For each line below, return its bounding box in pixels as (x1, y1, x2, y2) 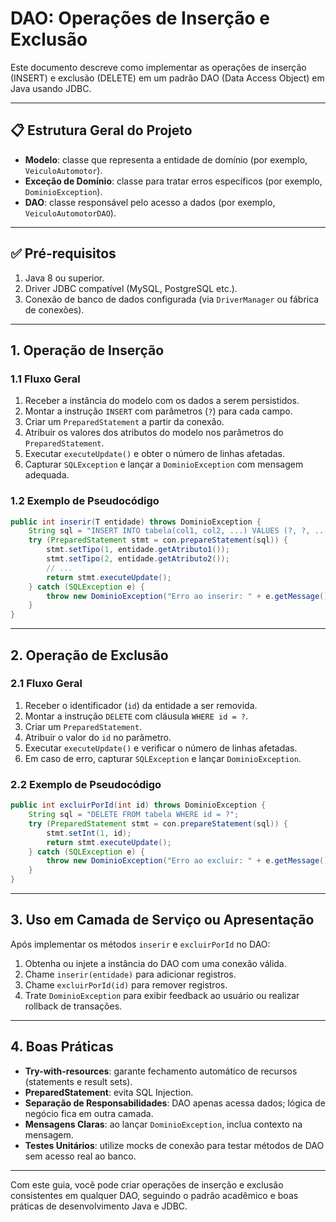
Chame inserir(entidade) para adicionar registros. (24, 968, 237, 980)
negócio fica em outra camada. (24, 1107, 154, 1119)
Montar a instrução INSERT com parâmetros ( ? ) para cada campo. (24, 405, 293, 417)
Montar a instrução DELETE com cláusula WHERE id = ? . (24, 710, 248, 722)
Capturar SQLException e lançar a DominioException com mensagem (24, 458, 304, 471)
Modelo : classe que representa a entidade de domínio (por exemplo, (24, 153, 308, 166)
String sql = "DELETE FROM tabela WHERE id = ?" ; (28, 810, 240, 820)
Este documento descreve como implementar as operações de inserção (10, 61, 307, 73)
